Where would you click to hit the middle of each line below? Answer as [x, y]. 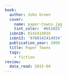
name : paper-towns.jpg [38, 24]
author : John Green [30, 15]
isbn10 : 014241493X [30, 33]
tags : [15, 52]
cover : [16, 19]
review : [13, 62]
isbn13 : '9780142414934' [36, 38]
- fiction [25, 57]
